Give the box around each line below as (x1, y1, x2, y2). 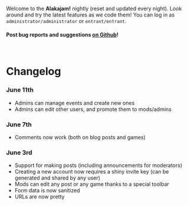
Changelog (6, 65, 61, 79)
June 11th (6, 86, 34, 94)
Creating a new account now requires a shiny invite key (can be (14, 168, 169, 175)
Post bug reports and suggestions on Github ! (6, 31, 119, 38)
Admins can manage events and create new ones (14, 99, 135, 106)
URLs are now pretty (14, 193, 65, 200)
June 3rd (6, 148, 32, 156)
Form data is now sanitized (14, 187, 81, 194)
